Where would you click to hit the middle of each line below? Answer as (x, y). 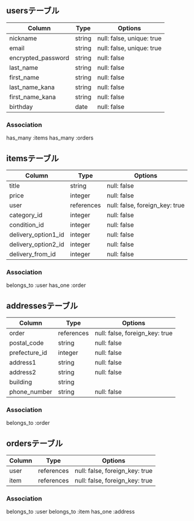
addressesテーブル (42, 306)
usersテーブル (33, 11)
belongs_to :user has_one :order (46, 285)
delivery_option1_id (37, 235)
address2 (23, 372)
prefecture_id (28, 353)
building (20, 382)
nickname (23, 38)
